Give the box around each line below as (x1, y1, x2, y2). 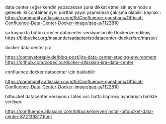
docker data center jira (5, 45, 52, 50)
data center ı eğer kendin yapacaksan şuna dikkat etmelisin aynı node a (5, 4, 152, 10)
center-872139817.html (5, 114, 52, 120)
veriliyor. (5, 99, 23, 105)
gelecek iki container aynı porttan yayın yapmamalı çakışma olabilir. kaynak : (5, 9, 162, 15)
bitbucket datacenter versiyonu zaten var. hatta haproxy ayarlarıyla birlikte (5, 94, 158, 99)
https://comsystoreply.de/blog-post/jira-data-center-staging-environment (5, 54, 157, 60)
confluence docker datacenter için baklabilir (5, 69, 95, 75)
